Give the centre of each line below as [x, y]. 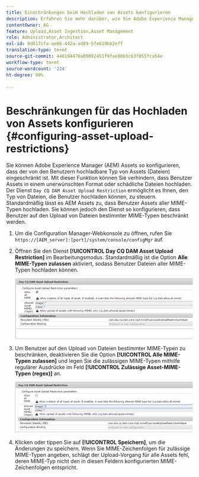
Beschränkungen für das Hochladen [97, 111]
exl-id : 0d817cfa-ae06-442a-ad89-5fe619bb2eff [65, 44]
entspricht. [65, 468]
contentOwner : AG [28, 25]
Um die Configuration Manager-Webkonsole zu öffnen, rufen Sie [93, 233]
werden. [16, 222]
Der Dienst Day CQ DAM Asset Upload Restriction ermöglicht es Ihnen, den [97, 191]
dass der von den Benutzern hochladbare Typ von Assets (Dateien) [88, 172]
